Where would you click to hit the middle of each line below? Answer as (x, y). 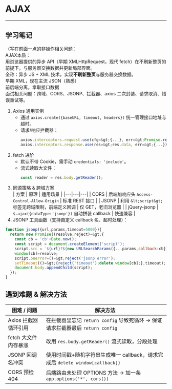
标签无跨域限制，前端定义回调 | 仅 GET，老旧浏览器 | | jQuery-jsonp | (85, 207)
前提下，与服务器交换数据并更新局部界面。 (50, 68)
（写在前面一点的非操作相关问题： (41, 49)
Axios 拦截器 (23, 320)
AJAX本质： (18, 55)
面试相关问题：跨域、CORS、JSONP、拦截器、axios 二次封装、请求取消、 (84, 93)
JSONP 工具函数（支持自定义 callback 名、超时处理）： (70, 220)
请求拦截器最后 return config (82, 327)
